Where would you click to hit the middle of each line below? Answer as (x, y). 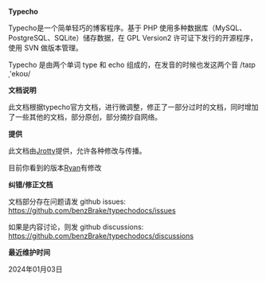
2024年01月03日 (35, 269)
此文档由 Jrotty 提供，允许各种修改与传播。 (77, 151)
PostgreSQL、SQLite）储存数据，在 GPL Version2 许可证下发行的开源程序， (133, 38)
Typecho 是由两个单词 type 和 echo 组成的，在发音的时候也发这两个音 (123, 64)
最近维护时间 (29, 252)
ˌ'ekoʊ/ (20, 74)
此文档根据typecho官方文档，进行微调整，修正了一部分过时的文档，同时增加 (133, 107)
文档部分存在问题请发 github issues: (67, 201)
